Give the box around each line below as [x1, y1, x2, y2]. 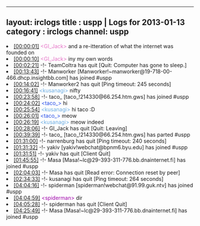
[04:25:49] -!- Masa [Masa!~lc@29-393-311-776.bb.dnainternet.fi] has [14, 206, 187, 214]
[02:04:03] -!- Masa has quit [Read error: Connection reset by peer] [14, 169, 180, 176]
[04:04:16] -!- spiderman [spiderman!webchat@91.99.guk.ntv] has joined [14, 181, 193, 189]
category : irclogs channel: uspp [6, 27, 129, 37]
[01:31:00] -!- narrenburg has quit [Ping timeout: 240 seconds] [14, 137, 167, 145]
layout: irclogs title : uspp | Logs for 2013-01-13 [6, 17, 185, 27]
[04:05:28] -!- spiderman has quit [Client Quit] [14, 200, 127, 208]
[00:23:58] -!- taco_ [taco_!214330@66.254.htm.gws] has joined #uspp [14, 93, 189, 100]
